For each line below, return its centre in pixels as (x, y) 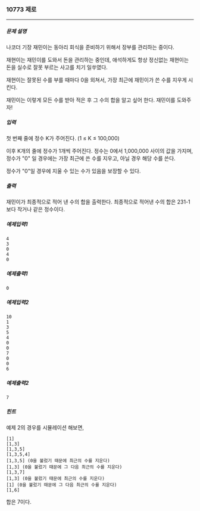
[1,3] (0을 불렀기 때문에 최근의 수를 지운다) (56, 479)
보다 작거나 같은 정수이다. (36, 209)
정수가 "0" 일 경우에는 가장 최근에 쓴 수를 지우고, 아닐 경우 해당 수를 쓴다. (91, 158)
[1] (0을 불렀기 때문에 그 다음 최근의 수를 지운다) (62, 485)
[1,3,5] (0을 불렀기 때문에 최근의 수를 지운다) (58, 461)
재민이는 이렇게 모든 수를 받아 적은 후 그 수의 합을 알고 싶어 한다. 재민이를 (91, 100)
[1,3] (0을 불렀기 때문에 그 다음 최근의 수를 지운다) (64, 467)
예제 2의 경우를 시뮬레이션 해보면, (45, 428)
